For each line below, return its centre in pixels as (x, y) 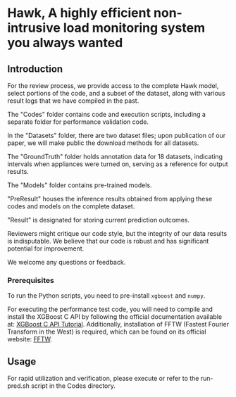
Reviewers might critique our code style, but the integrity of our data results (117, 233)
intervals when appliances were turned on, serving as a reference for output (118, 164)
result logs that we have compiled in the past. (73, 101)
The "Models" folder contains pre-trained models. (80, 185)
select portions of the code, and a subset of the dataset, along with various (116, 93)
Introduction (35, 69)
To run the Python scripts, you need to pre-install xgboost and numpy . (106, 296)
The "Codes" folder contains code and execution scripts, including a (107, 114)
